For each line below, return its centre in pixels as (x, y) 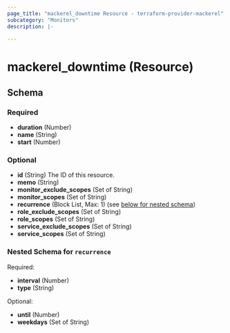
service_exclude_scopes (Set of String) (75, 226)
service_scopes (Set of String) (61, 234)
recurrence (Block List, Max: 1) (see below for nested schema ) (106, 204)
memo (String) (38, 182)
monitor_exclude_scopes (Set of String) (75, 190)
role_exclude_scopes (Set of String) (69, 212)
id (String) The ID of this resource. (66, 175)
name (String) (37, 135)
